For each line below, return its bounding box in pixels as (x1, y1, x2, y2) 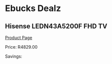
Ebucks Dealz (5, 3, 62, 14)
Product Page (5, 35, 32, 40)
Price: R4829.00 (5, 44, 38, 50)
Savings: (5, 53, 23, 59)
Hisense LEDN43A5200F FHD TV (5, 22, 108, 30)
